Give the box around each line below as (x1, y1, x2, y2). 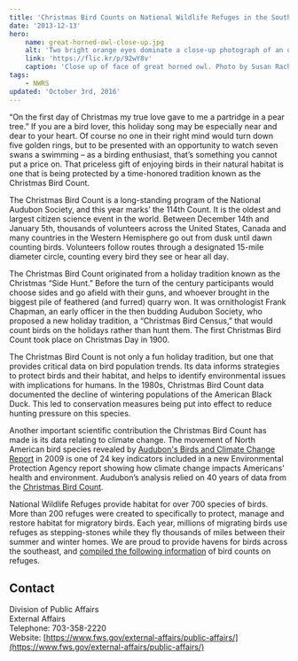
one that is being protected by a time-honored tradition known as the (9, 167, 262, 178)
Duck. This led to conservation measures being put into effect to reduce (9, 398, 272, 408)
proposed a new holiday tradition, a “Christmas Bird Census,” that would (9, 315, 273, 326)
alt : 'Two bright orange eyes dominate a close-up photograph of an (25, 46, 284, 55)
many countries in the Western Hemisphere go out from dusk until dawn (9, 232, 272, 243)
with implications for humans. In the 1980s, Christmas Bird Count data (9, 379, 264, 390)
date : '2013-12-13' (9, 21, 82, 30)
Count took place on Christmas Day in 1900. (9, 334, 170, 345)
